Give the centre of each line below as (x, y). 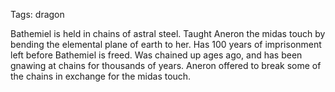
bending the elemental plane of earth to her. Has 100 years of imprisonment (166, 44)
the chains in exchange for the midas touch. (101, 76)
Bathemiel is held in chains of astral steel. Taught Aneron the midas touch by (168, 33)
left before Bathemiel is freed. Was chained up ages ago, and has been (156, 55)
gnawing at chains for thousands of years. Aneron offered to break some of (166, 65)
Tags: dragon (37, 14)
